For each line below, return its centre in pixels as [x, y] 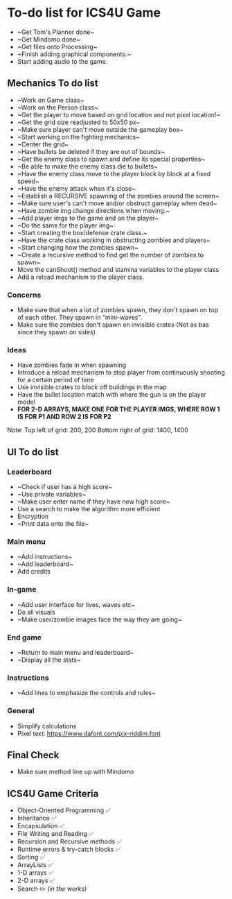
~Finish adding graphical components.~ [74, 54]
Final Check [33, 755]
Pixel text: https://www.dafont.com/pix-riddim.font [89, 733]
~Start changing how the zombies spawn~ [78, 247]
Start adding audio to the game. [62, 61]
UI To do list [33, 452]
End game [24, 637]
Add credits [34, 572]
